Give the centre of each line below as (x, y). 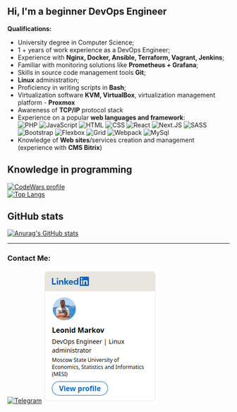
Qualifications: (30, 28)
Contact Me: (29, 259)
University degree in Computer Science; (76, 42)
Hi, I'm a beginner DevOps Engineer (87, 12)
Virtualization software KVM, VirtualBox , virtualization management (116, 95)
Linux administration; (48, 80)
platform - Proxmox (46, 102)
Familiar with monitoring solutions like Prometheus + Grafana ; (108, 65)
